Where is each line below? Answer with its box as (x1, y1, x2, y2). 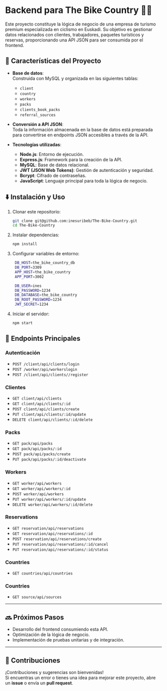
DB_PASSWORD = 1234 (14, 288, 51, 293)
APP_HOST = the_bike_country (14, 269, 71, 274)
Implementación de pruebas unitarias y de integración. (12, 637, 124, 643)
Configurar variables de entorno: (12, 251, 80, 257)
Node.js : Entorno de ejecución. (19, 151, 84, 157)
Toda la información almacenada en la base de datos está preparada (12, 126, 153, 132)
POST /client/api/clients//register (12, 372, 88, 377)
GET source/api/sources (12, 595, 62, 600)
